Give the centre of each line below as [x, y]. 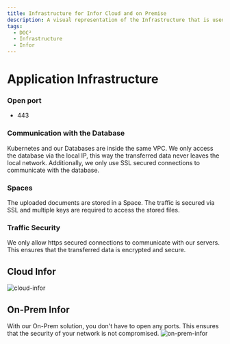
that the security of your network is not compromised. [83, 333]
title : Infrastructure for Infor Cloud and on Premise [87, 13]
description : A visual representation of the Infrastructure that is [108, 20]
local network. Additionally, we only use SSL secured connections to [104, 162]
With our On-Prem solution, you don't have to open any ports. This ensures [113, 326]
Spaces [20, 188]
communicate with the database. [53, 170]
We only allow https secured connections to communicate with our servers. [114, 243]
